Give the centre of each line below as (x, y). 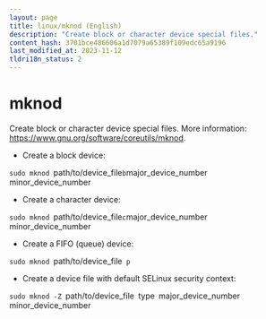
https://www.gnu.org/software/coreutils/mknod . (98, 138)
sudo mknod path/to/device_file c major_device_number (108, 217)
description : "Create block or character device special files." (133, 34)
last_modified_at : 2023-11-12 (66, 51)
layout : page (34, 17)
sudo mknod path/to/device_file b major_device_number (108, 172)
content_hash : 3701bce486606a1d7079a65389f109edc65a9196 (118, 43)
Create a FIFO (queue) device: (78, 244)
